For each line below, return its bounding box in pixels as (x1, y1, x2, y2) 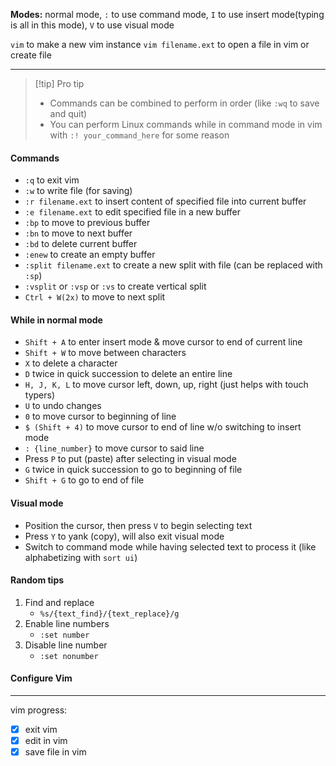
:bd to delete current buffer (24, 238, 138, 250)
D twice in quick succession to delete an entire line (24, 368, 233, 380)
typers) (24, 389, 56, 401)
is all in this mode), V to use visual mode (10, 19, 175, 31)
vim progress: (10, 704, 68, 716)
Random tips (10, 574, 65, 586)
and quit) (49, 108, 88, 119)
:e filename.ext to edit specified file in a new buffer (24, 206, 242, 218)
